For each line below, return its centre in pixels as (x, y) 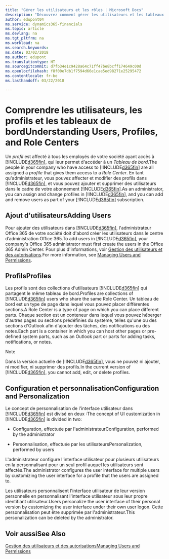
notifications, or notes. (29, 342)
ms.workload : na (22, 43)
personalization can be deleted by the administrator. (59, 518)
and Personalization (37, 396)
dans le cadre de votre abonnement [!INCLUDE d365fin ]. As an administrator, (85, 189)
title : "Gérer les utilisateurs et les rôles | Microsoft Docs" (74, 10)
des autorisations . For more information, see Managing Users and (73, 254)
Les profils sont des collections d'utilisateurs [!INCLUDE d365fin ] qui (76, 288)
